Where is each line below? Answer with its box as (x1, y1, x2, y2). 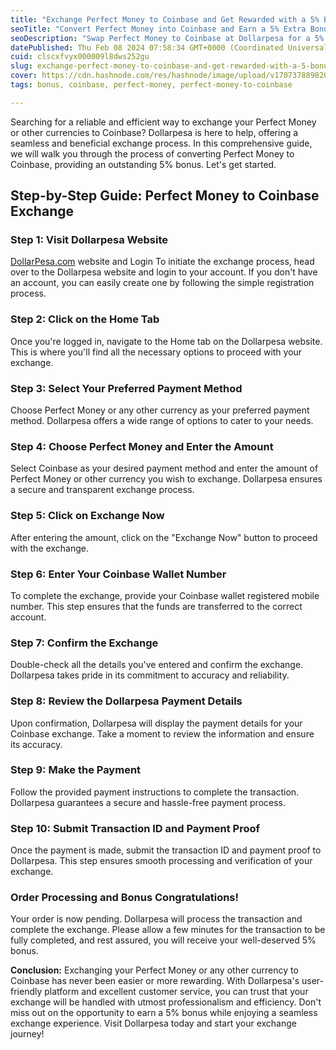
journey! (10, 1028, 45, 1040)
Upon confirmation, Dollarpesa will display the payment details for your (10, 717, 303, 729)
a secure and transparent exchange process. (10, 484, 195, 496)
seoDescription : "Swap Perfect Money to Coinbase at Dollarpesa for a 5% (10, 33, 325, 43)
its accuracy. (10, 738, 63, 750)
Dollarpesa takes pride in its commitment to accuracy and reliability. (10, 669, 290, 681)
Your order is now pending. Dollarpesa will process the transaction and (10, 913, 303, 925)
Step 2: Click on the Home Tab (10, 312, 160, 326)
